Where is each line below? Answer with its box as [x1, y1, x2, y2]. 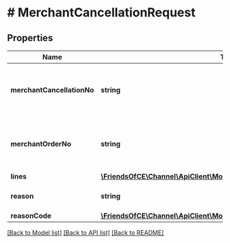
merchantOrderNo [10, 139, 72, 149]
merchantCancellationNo [10, 86, 94, 94]
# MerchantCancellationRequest [7, 5, 196, 21]
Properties [7, 32, 53, 44]
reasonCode [10, 211, 52, 220]
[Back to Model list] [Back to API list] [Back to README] [7, 229, 164, 237]
